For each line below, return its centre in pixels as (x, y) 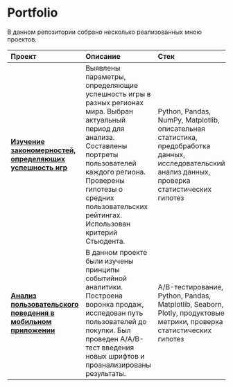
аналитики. (104, 287)
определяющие (112, 85)
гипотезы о (104, 189)
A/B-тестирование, (191, 287)
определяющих (38, 159)
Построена (104, 296)
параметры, (106, 76)
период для (105, 128)
